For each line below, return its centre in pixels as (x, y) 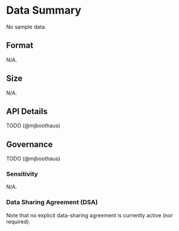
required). (18, 221)
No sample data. (26, 27)
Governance (29, 144)
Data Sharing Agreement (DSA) (52, 202)
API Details (27, 111)
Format (20, 45)
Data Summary (44, 10)
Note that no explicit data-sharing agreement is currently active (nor (89, 215)
